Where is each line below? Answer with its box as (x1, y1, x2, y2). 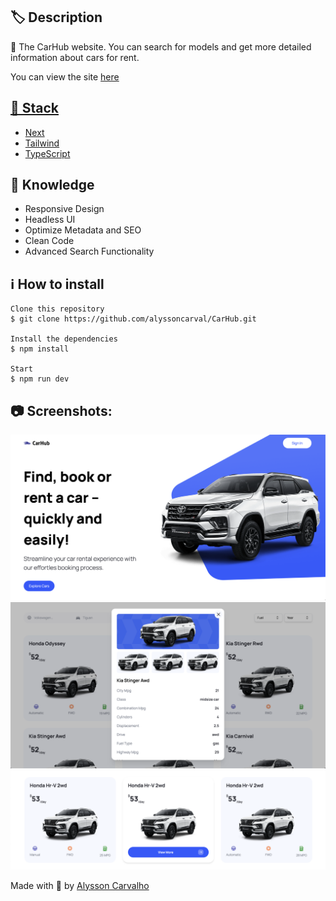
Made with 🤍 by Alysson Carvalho (10, 879, 150, 891)
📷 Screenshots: (10, 402, 113, 419)
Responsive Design (24, 203, 105, 215)
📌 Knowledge (10, 177, 95, 194)
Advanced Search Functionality (24, 245, 155, 258)
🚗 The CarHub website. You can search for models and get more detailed (10, 40, 312, 53)
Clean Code (24, 235, 75, 247)
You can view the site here (10, 70, 120, 83)
